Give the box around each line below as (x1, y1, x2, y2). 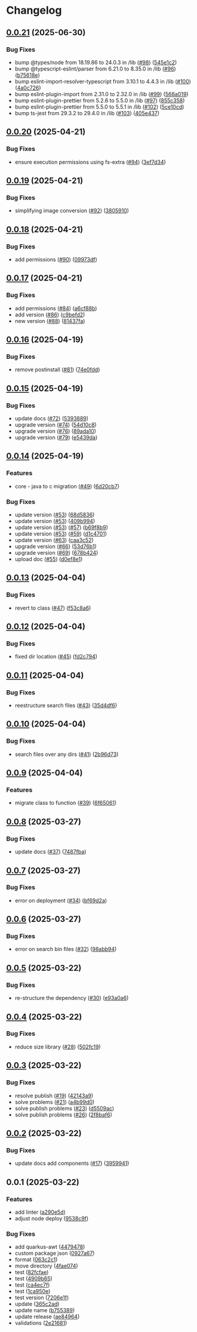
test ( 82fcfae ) (14, 1269, 49, 1276)
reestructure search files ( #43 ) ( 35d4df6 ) (14, 702, 118, 709)
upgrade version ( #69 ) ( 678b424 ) (14, 549, 98, 556)
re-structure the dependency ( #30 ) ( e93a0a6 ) (14, 995, 129, 1002)
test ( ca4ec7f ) (14, 1281, 50, 1288)
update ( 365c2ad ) (14, 1300, 60, 1308)
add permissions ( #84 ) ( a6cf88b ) (14, 304, 97, 312)
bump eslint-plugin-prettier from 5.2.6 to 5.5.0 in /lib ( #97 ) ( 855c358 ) (14, 97, 185, 104)
